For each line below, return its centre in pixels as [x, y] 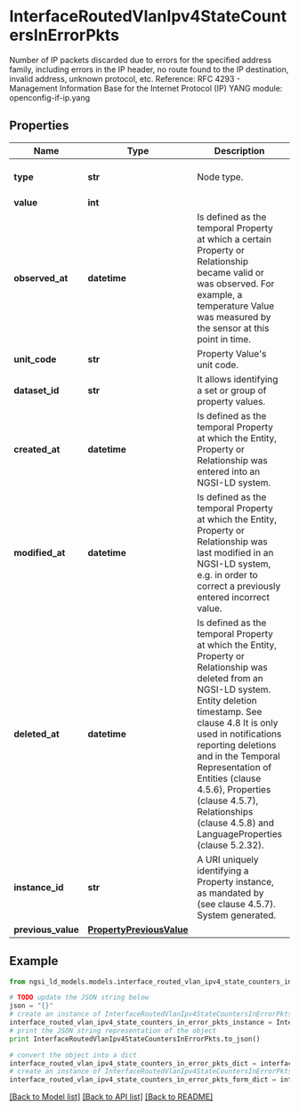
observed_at [41, 277]
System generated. [237, 915]
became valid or [230, 272]
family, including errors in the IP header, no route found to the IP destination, [149, 69]
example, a [220, 294]
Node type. [220, 177]
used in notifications [239, 734]
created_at [37, 449]
